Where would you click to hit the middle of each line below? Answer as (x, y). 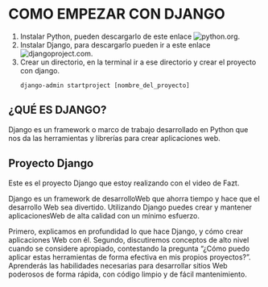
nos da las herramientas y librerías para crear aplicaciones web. (115, 138)
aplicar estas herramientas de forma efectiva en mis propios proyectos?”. (130, 257)
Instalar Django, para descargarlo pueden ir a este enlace (115, 44)
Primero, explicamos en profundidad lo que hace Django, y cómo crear (126, 231)
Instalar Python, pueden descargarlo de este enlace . (130, 36)
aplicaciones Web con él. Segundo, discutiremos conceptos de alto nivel (129, 239)
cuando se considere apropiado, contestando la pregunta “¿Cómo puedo (129, 248)
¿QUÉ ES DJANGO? (58, 110)
